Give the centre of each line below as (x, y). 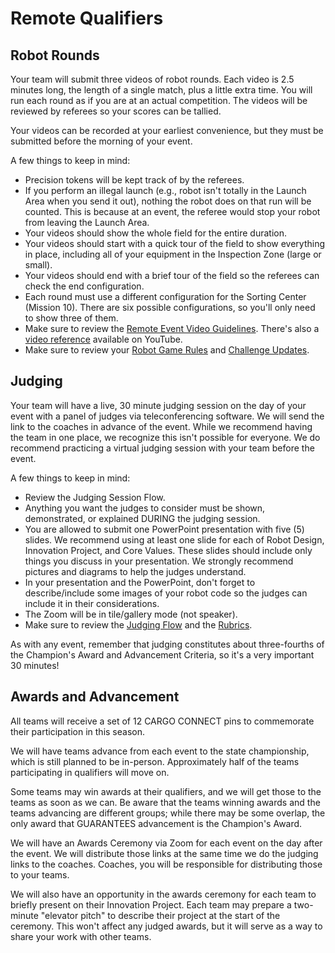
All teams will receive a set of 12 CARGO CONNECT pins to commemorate (162, 721)
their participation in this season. (77, 731)
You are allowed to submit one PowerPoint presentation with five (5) (164, 529)
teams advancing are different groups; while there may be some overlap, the (168, 813)
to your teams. (40, 874)
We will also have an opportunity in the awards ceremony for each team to (163, 894)
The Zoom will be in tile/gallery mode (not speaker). (131, 614)
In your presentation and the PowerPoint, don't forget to (140, 582)
